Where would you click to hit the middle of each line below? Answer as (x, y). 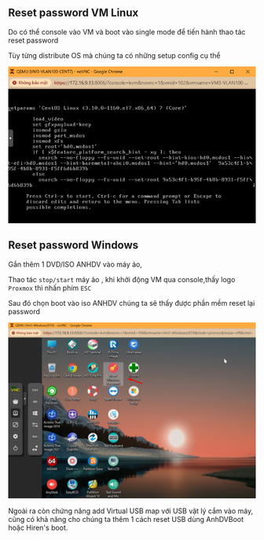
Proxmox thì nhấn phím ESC (50, 288)
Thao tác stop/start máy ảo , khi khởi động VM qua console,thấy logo (122, 279)
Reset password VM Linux (73, 13)
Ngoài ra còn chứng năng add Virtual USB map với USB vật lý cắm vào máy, (131, 511)
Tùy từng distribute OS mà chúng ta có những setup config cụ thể (115, 55)
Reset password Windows (73, 246)
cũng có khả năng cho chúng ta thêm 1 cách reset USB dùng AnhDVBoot (126, 519)
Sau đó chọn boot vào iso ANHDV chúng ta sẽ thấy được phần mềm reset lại (132, 303)
